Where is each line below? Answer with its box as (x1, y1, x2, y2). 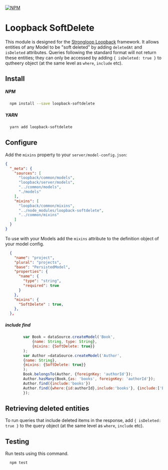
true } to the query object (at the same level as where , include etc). (5, 423, 144, 429)
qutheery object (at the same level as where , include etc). (5, 60, 123, 66)
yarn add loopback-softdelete (9, 125, 72, 130)
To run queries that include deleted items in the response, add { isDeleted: (5, 417, 161, 423)
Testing (5, 437, 29, 445)
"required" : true (23, 283, 59, 288)
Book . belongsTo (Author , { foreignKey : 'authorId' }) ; (23, 372, 133, 377)
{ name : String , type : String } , (31, 339, 97, 344)
